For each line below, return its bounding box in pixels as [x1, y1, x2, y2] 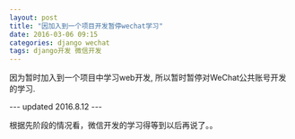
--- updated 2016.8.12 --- [9, 101, 103, 112]
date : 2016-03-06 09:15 [9, 30, 99, 39]
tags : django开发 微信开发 [9, 47, 102, 56]
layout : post [9, 13, 58, 22]
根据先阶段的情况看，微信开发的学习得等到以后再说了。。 [9, 120, 218, 131]
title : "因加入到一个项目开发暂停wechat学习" [9, 22, 163, 30]
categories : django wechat [9, 38, 110, 48]
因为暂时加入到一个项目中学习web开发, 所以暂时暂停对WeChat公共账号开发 [9, 73, 287, 83]
